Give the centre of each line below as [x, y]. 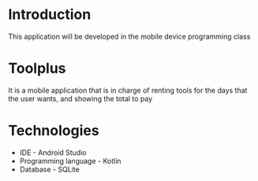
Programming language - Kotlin [70, 160]
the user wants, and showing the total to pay [80, 98]
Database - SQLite [50, 169]
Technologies [54, 131]
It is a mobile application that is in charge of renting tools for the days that [128, 90]
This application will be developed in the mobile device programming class [129, 36]
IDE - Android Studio [53, 153]
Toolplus [37, 68]
